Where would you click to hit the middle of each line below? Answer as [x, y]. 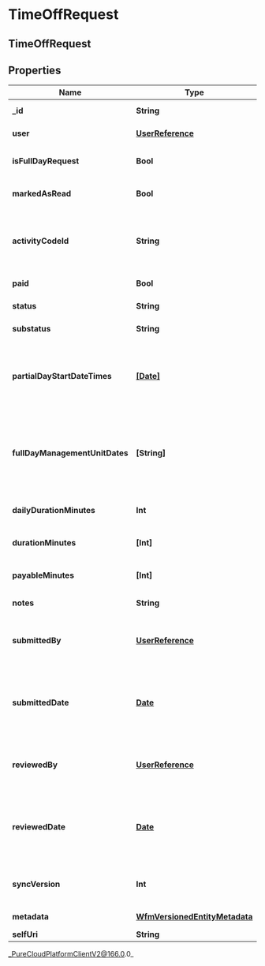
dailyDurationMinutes [54, 511]
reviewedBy [35, 765]
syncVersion [36, 884]
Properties [35, 70]
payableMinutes [43, 575]
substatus [32, 329]
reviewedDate [39, 827]
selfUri [25, 934]
